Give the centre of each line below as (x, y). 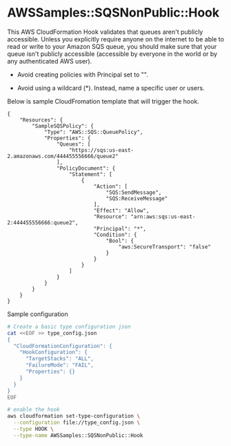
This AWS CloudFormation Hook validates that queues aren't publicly (105, 32)
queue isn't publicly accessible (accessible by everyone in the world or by (112, 54)
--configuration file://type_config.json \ (77, 423)
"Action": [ (111, 186)
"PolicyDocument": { (86, 168)
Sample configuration (38, 314)
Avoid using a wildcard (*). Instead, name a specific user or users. (111, 88)
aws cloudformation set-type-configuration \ (73, 416)
